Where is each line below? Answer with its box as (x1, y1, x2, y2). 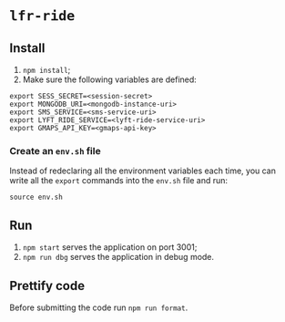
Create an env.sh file (9, 144, 102, 157)
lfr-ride (9, 7, 76, 25)
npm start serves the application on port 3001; (22, 242, 198, 253)
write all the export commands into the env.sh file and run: (9, 175, 229, 186)
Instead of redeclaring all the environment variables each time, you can (9, 165, 276, 176)
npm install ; (22, 65, 71, 75)
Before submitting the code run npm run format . (9, 302, 188, 313)
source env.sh (9, 192, 64, 203)
